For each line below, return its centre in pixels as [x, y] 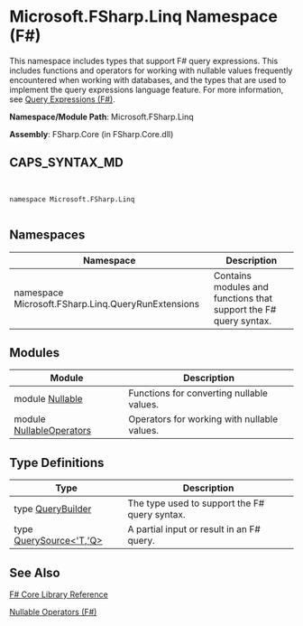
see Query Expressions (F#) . [62, 99]
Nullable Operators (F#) [53, 612]
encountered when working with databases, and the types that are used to [148, 79]
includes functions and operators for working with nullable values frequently [151, 70]
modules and [241, 286]
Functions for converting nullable [198, 393]
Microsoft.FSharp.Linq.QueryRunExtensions [107, 304]
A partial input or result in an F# [194, 529]
